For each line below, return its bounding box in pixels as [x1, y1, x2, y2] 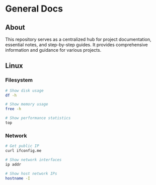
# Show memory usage [5, 102, 49, 107]
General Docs [5, 3, 63, 15]
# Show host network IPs [5, 171, 57, 176]
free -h [5, 107, 22, 112]
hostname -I [5, 175, 30, 181]
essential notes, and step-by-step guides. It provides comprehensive [5, 42, 148, 48]
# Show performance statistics [5, 116, 71, 121]
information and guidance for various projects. [5, 47, 102, 53]
